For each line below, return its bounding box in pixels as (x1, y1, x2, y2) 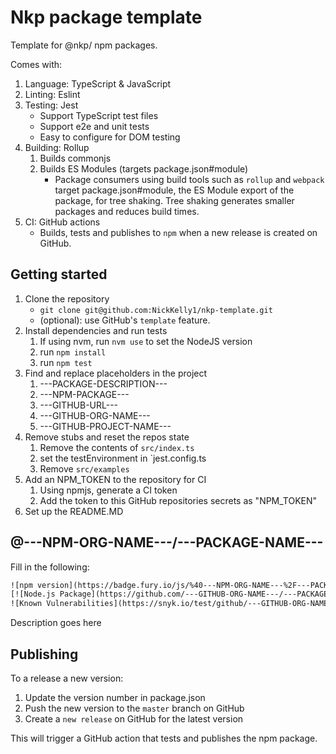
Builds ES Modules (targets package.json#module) (39, 162, 249, 175)
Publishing (10, 646, 79, 663)
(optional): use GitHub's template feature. (39, 314, 211, 326)
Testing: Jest (24, 99, 79, 111)
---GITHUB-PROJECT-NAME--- (39, 420, 172, 432)
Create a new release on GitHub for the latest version (24, 713, 244, 725)
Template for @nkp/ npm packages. (10, 39, 158, 51)
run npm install (39, 346, 107, 358)
